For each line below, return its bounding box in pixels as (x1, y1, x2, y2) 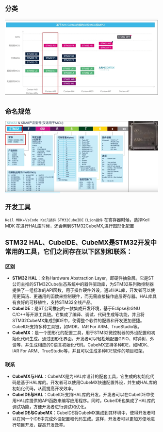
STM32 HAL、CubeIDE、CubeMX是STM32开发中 (5, 238, 157, 247)
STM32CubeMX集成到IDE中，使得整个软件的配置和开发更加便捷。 (12, 317, 145, 324)
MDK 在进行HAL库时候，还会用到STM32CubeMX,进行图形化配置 (5, 223, 134, 229)
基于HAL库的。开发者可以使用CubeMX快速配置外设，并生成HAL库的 (20, 379, 158, 385)
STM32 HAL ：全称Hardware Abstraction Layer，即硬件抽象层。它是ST (12, 275, 154, 281)
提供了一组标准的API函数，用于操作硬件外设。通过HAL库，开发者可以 (12, 287, 151, 293)
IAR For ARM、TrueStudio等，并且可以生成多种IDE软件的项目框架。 (12, 348, 147, 354)
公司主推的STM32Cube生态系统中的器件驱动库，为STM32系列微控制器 (12, 281, 154, 287)
